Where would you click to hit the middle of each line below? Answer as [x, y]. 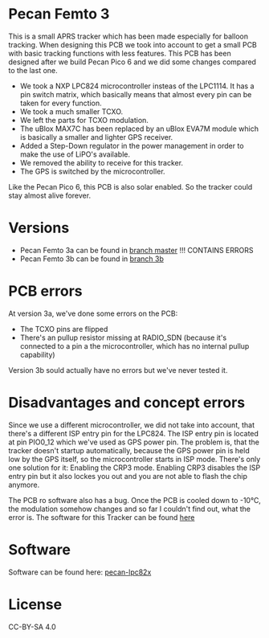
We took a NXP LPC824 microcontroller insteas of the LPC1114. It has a [137, 86]
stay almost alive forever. [49, 195]
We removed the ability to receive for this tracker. [101, 162]
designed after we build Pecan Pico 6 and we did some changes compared [132, 62]
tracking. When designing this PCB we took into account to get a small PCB [132, 44]
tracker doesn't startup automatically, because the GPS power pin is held [129, 450]
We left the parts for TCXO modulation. [84, 120]
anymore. [24, 485]
